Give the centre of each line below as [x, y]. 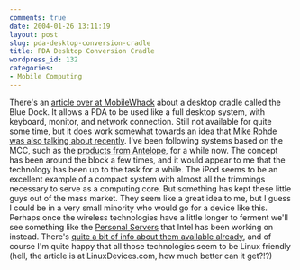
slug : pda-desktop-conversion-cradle [80, 43]
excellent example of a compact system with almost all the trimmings [137, 179]
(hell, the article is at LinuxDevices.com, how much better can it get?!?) [141, 256]
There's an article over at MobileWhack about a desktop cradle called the [145, 102]
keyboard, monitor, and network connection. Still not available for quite [141, 121]
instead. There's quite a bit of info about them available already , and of [141, 237]
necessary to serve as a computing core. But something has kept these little [150, 188]
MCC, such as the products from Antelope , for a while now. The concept [144, 150]
